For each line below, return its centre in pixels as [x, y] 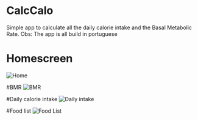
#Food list [19, 111]
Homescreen [40, 59]
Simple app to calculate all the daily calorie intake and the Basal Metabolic [99, 27]
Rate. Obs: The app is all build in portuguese [62, 34]
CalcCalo [30, 11]
